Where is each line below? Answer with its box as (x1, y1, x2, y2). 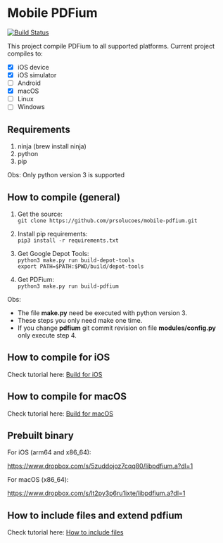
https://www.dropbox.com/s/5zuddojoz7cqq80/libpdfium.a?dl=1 (7, 462, 193, 471)
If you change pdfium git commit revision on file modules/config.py (17, 324, 216, 332)
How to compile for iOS (7, 352, 110, 364)
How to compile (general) (7, 191, 121, 203)
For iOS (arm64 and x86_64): (7, 448, 91, 456)
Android (17, 79, 41, 87)
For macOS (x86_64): (7, 475, 69, 484)
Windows (17, 103, 45, 111)
